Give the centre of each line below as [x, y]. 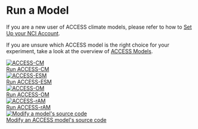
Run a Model [38, 10]
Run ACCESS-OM [28, 94]
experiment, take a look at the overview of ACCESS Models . [80, 51]
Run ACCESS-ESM [29, 82]
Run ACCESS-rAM [28, 107]
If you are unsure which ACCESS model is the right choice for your [88, 45]
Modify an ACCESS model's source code [56, 119]
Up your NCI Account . [33, 33]
